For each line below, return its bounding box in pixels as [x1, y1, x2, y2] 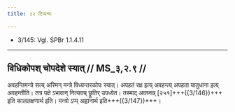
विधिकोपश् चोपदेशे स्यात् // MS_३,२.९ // [7, 62, 147, 74]
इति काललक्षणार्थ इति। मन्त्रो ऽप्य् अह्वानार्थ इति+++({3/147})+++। [7, 97, 162, 105]
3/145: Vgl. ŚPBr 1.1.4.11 [17, 36, 84, 44]
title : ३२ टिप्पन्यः [7, 10, 52, 17]
